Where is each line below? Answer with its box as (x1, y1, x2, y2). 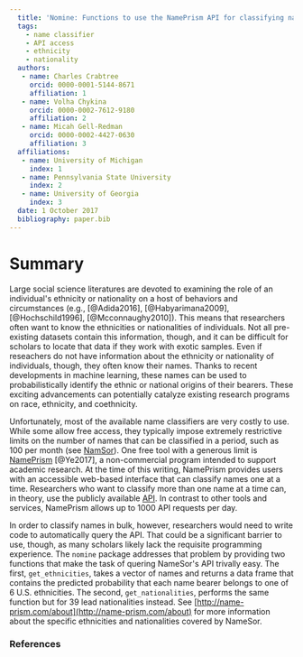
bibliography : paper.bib (17, 214, 111, 224)
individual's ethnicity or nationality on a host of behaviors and (9, 292, 239, 303)
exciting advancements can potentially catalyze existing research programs (9, 389, 290, 400)
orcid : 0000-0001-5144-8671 (29, 80, 135, 89)
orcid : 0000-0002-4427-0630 (29, 131, 135, 140)
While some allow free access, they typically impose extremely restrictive (9, 425, 282, 436)
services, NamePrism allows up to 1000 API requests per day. (9, 502, 238, 513)
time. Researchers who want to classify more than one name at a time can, (9, 483, 287, 494)
